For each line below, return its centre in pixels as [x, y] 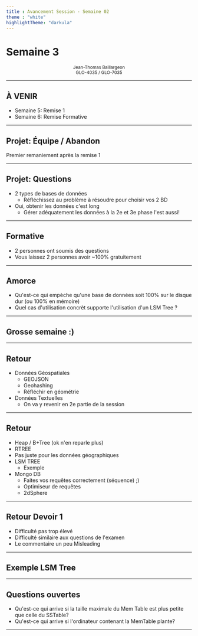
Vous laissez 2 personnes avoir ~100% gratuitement [78, 257]
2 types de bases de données [51, 193]
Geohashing [38, 385]
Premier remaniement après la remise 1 [53, 155]
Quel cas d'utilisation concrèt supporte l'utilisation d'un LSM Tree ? [96, 308]
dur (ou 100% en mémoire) [47, 301]
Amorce [21, 281]
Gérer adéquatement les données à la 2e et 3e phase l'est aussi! [101, 212]
